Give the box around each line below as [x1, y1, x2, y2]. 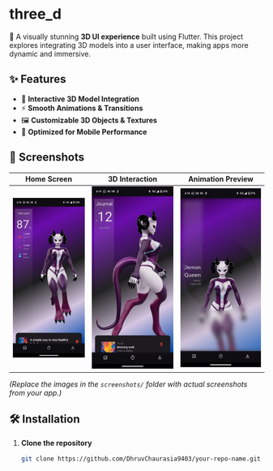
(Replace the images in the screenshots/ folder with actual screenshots [9, 379, 248, 389]
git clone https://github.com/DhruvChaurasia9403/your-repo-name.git [20, 455, 262, 463]
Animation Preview [188, 174, 254, 184]
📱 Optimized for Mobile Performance [20, 126, 147, 136]
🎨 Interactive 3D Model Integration [20, 94, 140, 104]
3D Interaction [108, 174, 158, 184]
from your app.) [9, 388, 62, 397]
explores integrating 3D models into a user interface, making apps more [9, 40, 250, 49]
